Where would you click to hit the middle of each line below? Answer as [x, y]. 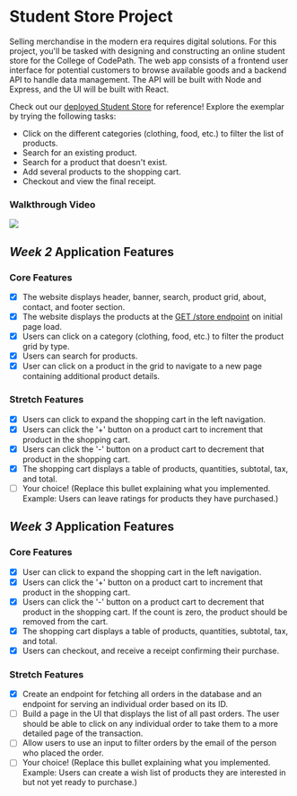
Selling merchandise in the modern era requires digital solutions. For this [143, 41]
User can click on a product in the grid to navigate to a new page [142, 367]
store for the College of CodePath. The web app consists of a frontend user [149, 60]
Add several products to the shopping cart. [101, 172]
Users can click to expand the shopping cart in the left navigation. [144, 419]
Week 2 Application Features [92, 252]
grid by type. [46, 347]
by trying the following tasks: [63, 116]
